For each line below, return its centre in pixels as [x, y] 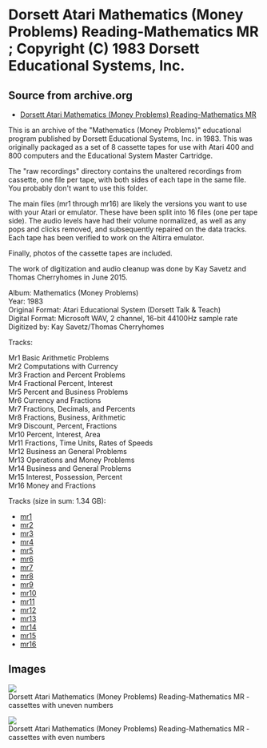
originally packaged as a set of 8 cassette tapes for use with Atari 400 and [131, 147]
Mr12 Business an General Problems [68, 451]
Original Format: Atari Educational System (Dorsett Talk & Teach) [115, 310]
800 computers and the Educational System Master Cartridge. [111, 155]
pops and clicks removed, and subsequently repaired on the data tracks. [128, 229]
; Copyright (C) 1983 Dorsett [104, 49]
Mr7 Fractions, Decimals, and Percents [72, 409]
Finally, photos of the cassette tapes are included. [91, 253]
